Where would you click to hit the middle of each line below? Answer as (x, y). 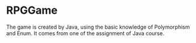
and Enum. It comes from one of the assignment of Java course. (85, 33)
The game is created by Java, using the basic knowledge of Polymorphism (98, 27)
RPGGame (32, 10)
